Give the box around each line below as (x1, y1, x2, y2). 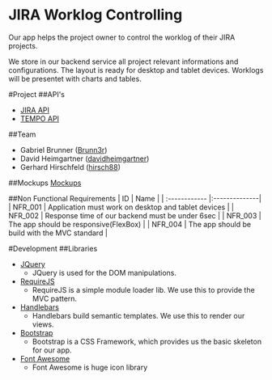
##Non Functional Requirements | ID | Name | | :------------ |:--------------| (8, 193, 261, 203)
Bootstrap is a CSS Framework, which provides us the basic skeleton (32, 336, 261, 346)
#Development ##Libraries (8, 243, 98, 253)
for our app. (32, 345, 72, 355)
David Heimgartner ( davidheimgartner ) (19, 154, 150, 163)
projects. (8, 40, 38, 50)
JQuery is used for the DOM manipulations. (32, 268, 176, 277)
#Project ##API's (8, 89, 65, 99)
